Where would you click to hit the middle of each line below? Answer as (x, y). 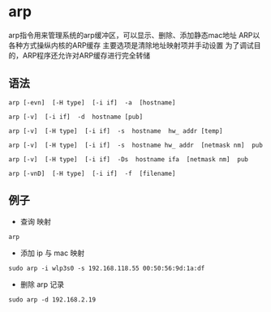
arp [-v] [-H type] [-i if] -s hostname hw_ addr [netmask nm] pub (136, 145)
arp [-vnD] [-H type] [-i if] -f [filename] (92, 173)
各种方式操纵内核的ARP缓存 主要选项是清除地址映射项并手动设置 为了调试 (131, 45)
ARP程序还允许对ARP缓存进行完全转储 (86, 55)
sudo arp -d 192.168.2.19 (52, 299)
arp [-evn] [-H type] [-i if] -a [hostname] (92, 103)
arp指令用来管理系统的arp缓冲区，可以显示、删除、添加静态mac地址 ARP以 (134, 35)
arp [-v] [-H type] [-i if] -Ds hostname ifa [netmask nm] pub (129, 159)
